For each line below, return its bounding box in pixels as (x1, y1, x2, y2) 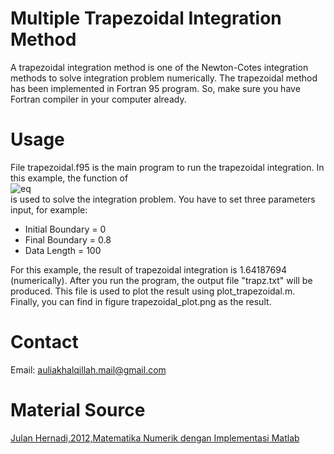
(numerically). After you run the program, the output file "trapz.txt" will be (10, 274, 313, 286)
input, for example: (10, 203, 88, 216)
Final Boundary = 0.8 (24, 233, 112, 246)
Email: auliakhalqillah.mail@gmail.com (10, 363, 167, 376)
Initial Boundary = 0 (24, 223, 107, 235)
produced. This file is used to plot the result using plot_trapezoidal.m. (10, 285, 296, 297)
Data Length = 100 (24, 244, 102, 256)
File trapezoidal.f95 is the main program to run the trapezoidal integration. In (10, 161, 325, 173)
